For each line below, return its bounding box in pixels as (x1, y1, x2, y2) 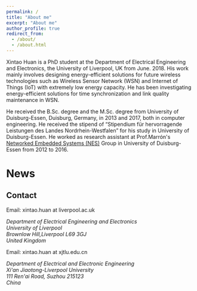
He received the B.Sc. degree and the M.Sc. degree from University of (6, 108, 179, 115)
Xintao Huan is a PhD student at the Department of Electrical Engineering (6, 58, 186, 66)
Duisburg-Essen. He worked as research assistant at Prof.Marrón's (6, 133, 171, 140)
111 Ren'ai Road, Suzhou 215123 (6, 273, 84, 280)
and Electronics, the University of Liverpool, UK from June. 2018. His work (6, 64, 189, 72)
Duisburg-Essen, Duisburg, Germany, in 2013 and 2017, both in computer (6, 114, 185, 121)
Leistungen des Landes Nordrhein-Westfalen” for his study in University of (6, 126, 190, 134)
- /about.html (11, 42, 47, 48)
